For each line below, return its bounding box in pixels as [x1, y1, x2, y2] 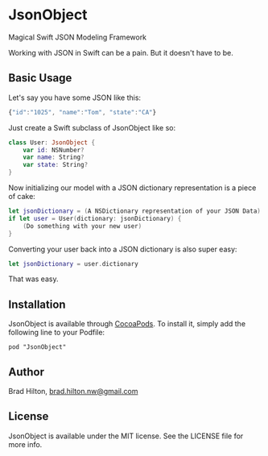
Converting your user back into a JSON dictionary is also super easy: [8, 244, 237, 254]
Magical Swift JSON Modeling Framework [8, 32, 147, 42]
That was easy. [8, 274, 59, 284]
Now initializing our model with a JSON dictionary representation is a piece [8, 183, 257, 193]
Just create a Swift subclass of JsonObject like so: [8, 122, 175, 132]
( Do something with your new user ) [23, 222, 142, 230]
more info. [8, 439, 43, 449]
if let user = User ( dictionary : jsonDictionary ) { [8, 214, 182, 222]
